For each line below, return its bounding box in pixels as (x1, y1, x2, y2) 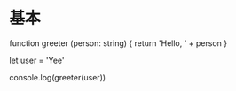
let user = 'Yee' (9, 55, 65, 65)
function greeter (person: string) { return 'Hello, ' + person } (9, 37, 228, 49)
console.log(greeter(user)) (9, 72, 106, 82)
